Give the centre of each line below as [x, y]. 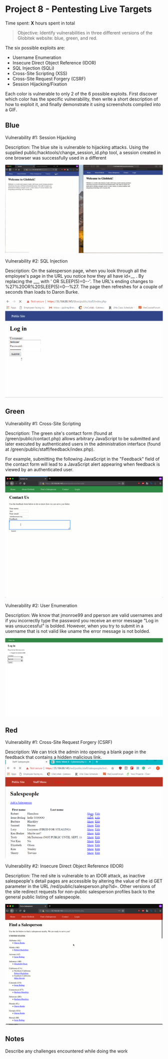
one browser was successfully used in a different [56, 158]
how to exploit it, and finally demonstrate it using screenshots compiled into [83, 104]
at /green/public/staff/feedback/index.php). [50, 449]
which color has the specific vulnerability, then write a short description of [82, 99]
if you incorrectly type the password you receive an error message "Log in [82, 620]
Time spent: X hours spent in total [40, 23]
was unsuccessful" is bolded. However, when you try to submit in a [74, 626]
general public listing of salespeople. [43, 897]
